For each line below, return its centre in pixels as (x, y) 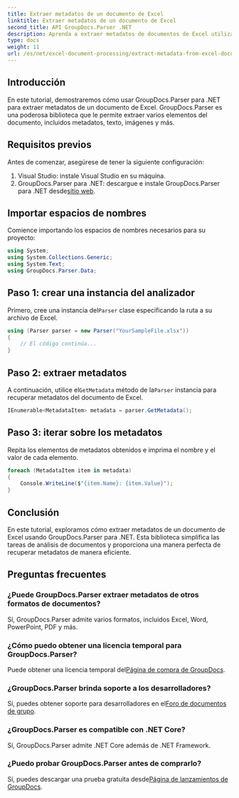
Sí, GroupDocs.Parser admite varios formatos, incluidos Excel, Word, (108, 619)
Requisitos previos (49, 145)
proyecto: (21, 238)
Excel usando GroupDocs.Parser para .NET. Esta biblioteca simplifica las (113, 537)
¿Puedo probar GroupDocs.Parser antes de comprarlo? (104, 764)
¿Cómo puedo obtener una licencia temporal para (95, 645)
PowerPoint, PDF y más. (43, 626)
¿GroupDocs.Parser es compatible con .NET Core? (97, 730)
